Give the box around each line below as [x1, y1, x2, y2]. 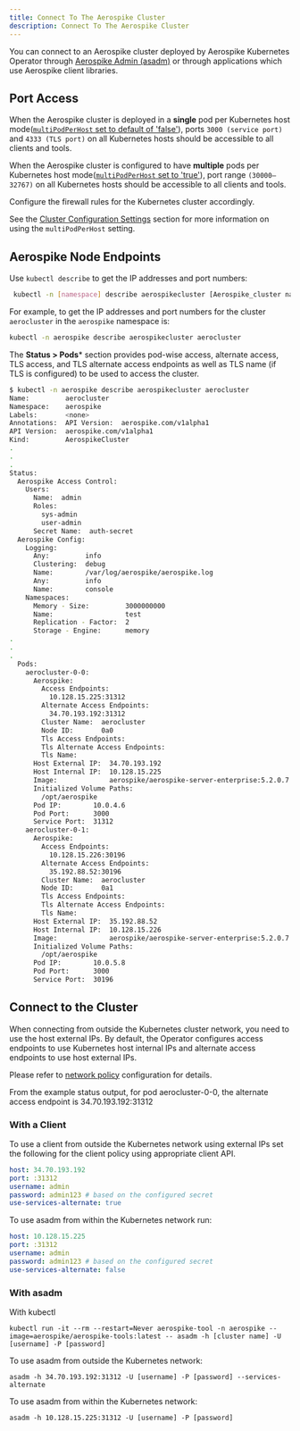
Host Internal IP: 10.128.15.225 [32, 767, 162, 777]
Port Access [9, 90, 79, 105]
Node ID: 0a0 [41, 725, 114, 735]
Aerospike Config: [17, 535, 87, 544]
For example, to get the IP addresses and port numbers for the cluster [9, 306, 266, 317]
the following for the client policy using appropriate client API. [9, 1148, 237, 1159]
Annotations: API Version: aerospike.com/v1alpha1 [9, 419, 210, 428]
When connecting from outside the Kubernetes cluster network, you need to [9, 1024, 290, 1034]
